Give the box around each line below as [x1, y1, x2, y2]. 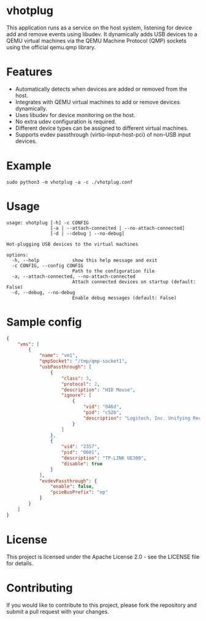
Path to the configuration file [72, 268, 155, 274]
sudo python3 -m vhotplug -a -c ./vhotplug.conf [6, 179, 133, 185]
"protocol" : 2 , [61, 381, 100, 387]
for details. [6, 559, 34, 567]
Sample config [6, 315, 82, 329]
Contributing [6, 581, 73, 595]
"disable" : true [61, 460, 103, 467]
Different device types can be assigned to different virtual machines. [15, 124, 189, 132]
